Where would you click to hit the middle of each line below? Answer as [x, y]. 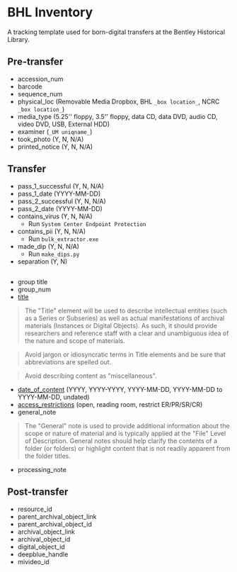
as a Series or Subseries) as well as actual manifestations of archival [125, 318]
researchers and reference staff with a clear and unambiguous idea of [127, 333]
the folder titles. [47, 456]
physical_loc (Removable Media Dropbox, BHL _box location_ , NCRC [118, 101]
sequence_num [40, 94]
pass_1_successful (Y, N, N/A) [61, 186]
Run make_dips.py [54, 254]
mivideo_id [33, 561]
